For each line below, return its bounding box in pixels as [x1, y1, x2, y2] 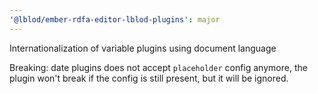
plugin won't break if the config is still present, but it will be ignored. [9, 72, 289, 84]
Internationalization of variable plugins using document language [9, 42, 277, 54]
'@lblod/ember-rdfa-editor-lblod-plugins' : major [9, 14, 221, 25]
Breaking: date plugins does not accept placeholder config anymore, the [9, 61, 308, 73]
